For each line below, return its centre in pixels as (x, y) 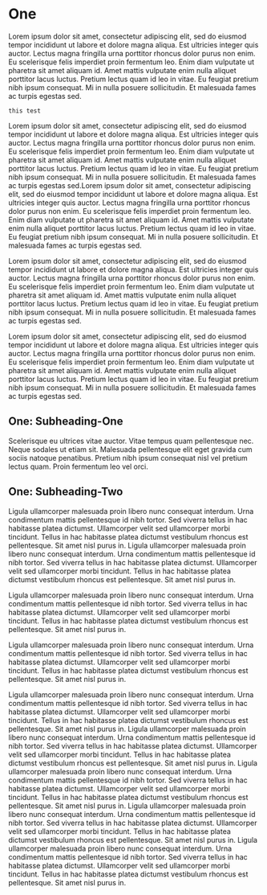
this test (25, 111)
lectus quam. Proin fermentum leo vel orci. (78, 466)
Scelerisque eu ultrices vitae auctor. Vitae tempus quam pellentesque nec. (131, 441)
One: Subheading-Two (66, 492)
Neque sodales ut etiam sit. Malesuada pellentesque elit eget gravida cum (130, 449)
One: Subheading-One (66, 422)
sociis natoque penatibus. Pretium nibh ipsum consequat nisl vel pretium (128, 458)
